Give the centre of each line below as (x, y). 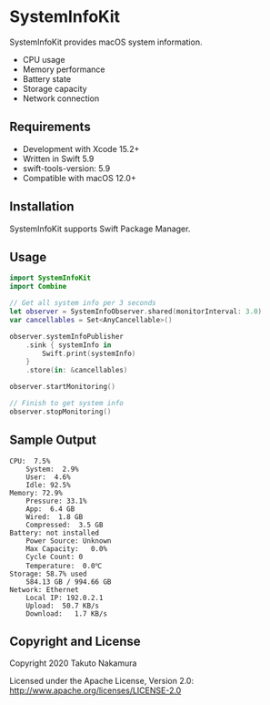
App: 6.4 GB (50, 509)
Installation (42, 207)
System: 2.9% (52, 469)
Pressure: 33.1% (57, 501)
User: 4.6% (48, 477)
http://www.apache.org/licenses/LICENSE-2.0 (95, 690)
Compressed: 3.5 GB (65, 525)
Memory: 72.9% (36, 493)
